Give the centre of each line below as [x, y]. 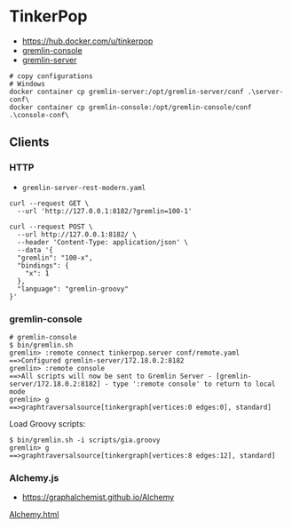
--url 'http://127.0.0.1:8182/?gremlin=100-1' [105, 211]
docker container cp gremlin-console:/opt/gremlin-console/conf [130, 107]
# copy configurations [51, 76]
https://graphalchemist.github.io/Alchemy [98, 497]
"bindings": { [43, 265]
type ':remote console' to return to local [194, 384]
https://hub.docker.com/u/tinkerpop [87, 41]
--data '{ [35, 250]
